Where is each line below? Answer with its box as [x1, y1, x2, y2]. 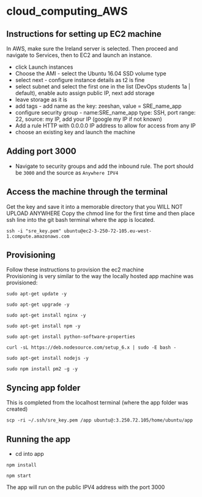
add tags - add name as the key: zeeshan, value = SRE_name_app [15, 102, 182, 110]
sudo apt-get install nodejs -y [6, 355, 89, 362]
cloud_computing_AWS [6, 4, 128, 18]
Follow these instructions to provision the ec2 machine [6, 266, 144, 273]
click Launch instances [15, 63, 73, 70]
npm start [6, 473, 32, 479]
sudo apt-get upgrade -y [6, 302, 70, 308]
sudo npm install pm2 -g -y [6, 366, 78, 372]
